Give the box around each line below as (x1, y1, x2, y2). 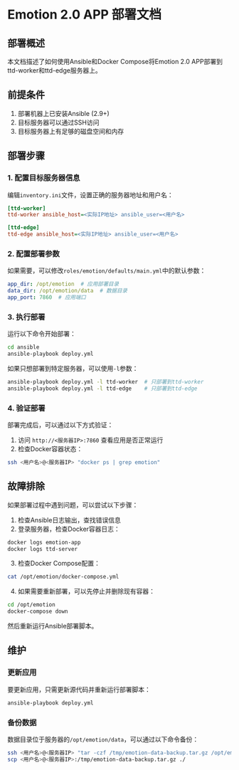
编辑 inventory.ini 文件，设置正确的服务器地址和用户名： (7, 190, 174, 199)
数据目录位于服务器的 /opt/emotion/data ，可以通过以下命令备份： (7, 734, 199, 744)
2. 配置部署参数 (7, 248, 60, 258)
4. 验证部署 (7, 403, 46, 413)
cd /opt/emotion (7, 601, 55, 608)
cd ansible (7, 344, 40, 351)
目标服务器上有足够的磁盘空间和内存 (17, 127, 124, 135)
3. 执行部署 (7, 312, 46, 322)
